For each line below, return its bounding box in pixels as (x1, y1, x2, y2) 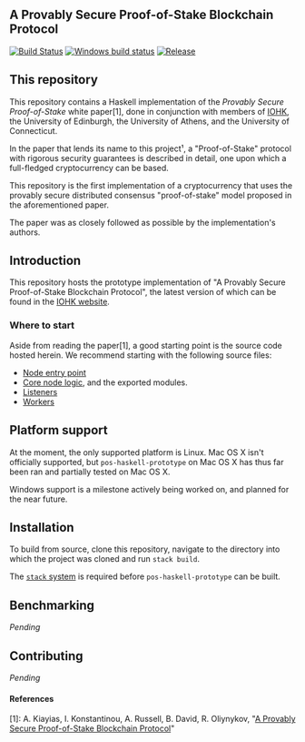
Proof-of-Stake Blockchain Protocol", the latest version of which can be (9, 287, 277, 298)
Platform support (9, 422, 108, 438)
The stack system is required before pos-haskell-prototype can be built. (9, 571, 281, 582)
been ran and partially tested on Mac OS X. (9, 466, 171, 477)
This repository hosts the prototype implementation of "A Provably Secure (9, 277, 286, 288)
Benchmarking (9, 597, 95, 613)
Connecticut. (9, 125, 58, 136)
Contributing (9, 648, 84, 664)
